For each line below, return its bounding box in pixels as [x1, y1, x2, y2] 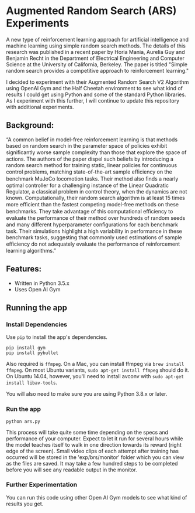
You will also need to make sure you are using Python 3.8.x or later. [6, 390, 168, 398]
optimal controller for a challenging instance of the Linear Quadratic [6, 182, 169, 189]
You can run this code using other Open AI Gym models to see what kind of [6, 494, 187, 501]
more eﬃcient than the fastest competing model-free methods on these [6, 201, 179, 208]
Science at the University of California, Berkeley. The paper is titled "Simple [6, 60, 188, 68]
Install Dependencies [6, 320, 68, 328]
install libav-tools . [6, 379, 58, 386]
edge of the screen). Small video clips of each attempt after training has [6, 447, 179, 454]
